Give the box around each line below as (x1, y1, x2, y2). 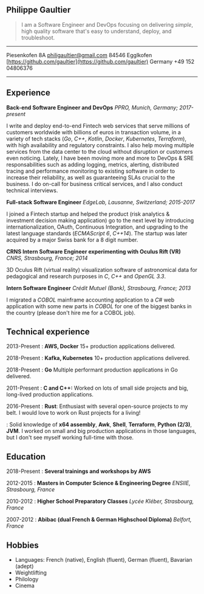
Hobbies (6, 540, 39, 550)
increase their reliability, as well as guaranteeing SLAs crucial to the (6, 173, 175, 181)
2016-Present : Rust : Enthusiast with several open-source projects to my (6, 402, 188, 410)
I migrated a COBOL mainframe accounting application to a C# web (6, 296, 175, 303)
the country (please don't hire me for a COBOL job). (6, 309, 135, 316)
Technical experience (6, 326, 90, 337)
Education (6, 451, 46, 461)
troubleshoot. (21, 33, 55, 41)
